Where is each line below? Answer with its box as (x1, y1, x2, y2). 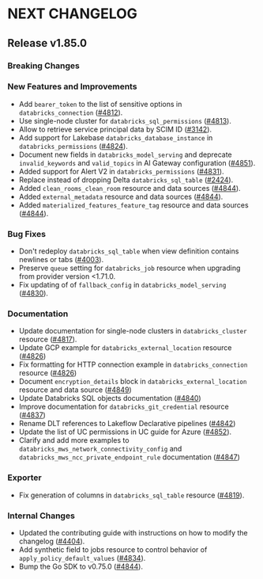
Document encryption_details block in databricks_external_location (18, 377, 247, 387)
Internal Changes (7, 510, 76, 521)
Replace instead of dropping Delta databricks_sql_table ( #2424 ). (18, 175, 234, 185)
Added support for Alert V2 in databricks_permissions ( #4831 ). (18, 166, 224, 176)
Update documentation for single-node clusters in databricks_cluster (18, 326, 247, 336)
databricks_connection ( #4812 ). (18, 108, 123, 117)
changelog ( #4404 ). (18, 536, 85, 546)
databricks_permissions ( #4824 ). (18, 141, 128, 150)
